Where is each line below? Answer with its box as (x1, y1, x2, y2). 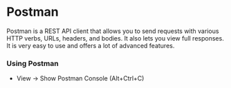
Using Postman (6, 58, 59, 68)
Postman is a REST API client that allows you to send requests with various (6, 27, 219, 35)
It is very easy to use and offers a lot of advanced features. (6, 41, 175, 49)
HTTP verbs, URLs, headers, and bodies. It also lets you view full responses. (6, 34, 224, 42)
